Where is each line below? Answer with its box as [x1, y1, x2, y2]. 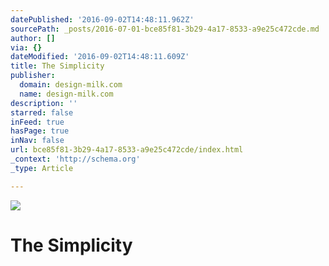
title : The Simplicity [10, 61, 105, 71]
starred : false [10, 107, 74, 118]
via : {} [10, 42, 43, 53]
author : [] [10, 33, 56, 43]
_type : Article [10, 163, 74, 173]
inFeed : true [10, 117, 65, 127]
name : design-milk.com [19, 89, 114, 99]
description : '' [10, 98, 78, 108]
